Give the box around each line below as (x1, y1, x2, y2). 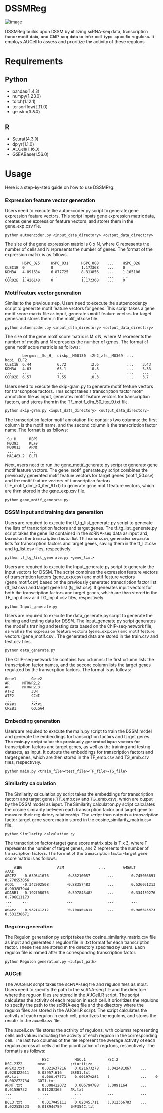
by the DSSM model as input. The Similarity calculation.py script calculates (5, 801, 155, 807)
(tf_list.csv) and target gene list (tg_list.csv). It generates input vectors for (5, 584, 152, 590)
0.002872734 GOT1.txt (5, 1078, 55, 1083)
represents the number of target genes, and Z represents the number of (5, 845, 149, 851)
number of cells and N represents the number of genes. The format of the (5, 246, 153, 252)
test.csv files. (5, 638, 32, 644)
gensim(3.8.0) (12, 109, 40, 114)
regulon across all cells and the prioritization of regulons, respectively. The (5, 1042, 155, 1048)
